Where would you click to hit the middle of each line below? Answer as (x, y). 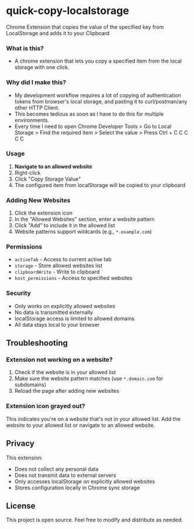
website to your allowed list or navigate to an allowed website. (81, 425)
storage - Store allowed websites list (58, 266)
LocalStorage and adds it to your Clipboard (58, 33)
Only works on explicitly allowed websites (65, 306)
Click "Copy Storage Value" (48, 179)
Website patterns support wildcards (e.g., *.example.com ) (83, 231)
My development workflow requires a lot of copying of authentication (98, 95)
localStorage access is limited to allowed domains (75, 318)
